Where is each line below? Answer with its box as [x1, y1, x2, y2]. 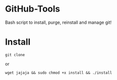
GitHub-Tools [5, 3, 60, 15]
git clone [5, 52, 25, 57]
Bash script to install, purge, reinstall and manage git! [5, 19, 112, 25]
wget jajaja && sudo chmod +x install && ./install [5, 70, 112, 75]
